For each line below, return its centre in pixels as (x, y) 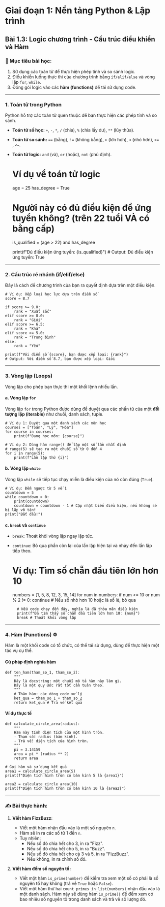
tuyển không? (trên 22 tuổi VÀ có (81, 218)
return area (26, 758)
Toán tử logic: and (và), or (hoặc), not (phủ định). (62, 155)
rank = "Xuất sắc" (33, 312)
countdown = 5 (20, 493)
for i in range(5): (25, 453)
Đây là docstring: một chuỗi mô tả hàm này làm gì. (68, 681)
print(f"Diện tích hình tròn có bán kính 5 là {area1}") (65, 776)
